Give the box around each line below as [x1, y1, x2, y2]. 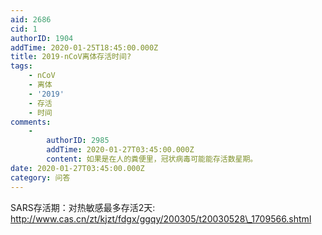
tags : [10, 61, 33, 71]
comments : [10, 117, 52, 127]
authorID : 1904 [10, 33, 74, 43]
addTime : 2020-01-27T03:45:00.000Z [46, 145, 195, 155]
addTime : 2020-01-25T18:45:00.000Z [10, 42, 159, 53]
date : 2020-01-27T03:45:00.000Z [10, 163, 145, 173]
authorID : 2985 [46, 136, 110, 146]
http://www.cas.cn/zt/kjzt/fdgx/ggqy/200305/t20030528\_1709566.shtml [10, 212, 312, 225]
